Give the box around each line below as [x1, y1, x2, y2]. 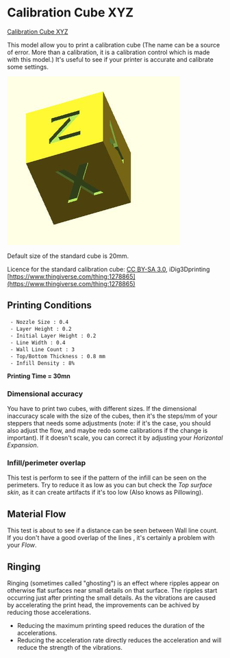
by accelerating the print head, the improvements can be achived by [7, 600, 200, 609]
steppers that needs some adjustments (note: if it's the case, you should [7, 419, 211, 427]
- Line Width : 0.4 [10, 339, 66, 346]
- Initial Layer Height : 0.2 [10, 332, 97, 339]
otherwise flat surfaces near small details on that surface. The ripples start [7, 586, 218, 594]
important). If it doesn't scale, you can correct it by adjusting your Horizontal [7, 434, 223, 442]
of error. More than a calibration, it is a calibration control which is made [7, 48, 210, 56]
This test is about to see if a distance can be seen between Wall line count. [7, 526, 218, 534]
